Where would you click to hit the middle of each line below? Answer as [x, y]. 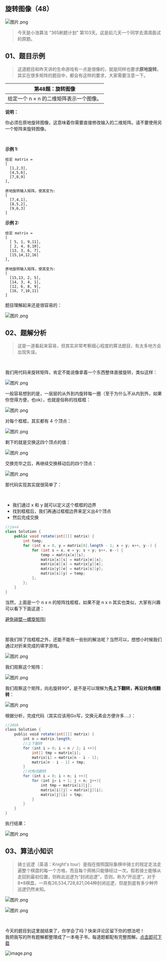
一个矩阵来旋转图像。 [27, 128]
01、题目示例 [25, 56]
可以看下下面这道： [25, 608]
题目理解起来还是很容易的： [34, 305]
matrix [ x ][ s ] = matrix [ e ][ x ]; [72, 559]
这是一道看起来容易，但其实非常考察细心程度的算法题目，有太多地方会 [89, 346]
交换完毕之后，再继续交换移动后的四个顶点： [51, 464]
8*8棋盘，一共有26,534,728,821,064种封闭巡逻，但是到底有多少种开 [87, 883]
